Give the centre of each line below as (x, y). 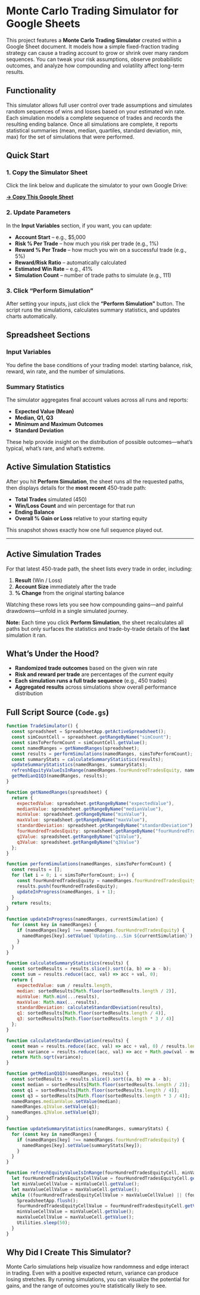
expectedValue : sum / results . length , (65, 985)
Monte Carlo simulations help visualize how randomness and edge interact (98, 1267)
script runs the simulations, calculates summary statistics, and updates (93, 310)
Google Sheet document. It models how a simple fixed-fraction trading (93, 47)
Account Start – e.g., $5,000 (50, 237)
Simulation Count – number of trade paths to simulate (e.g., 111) (93, 275)
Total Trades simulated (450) (51, 499)
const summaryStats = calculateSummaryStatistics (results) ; (87, 759)
